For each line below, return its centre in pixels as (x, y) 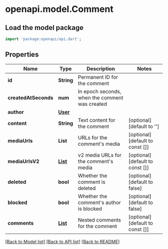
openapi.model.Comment (59, 9)
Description (101, 68)
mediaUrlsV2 (24, 161)
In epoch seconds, (99, 91)
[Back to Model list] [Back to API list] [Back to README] (62, 242)
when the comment (100, 97)
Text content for (97, 120)
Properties (22, 55)
